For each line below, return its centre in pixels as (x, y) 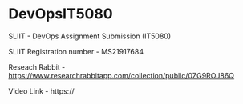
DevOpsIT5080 (61, 14)
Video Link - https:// (41, 91)
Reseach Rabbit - (37, 67)
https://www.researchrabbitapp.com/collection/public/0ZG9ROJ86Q (121, 75)
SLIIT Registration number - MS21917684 (76, 51)
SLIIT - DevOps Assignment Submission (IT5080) (90, 36)
